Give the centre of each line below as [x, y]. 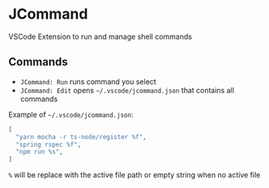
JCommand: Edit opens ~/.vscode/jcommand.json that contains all [127, 90]
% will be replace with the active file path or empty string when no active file [134, 175]
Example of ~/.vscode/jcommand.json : [71, 114]
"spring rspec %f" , [49, 144]
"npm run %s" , [39, 152]
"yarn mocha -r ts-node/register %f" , [81, 137]
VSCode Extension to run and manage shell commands [100, 36]
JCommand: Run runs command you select [88, 81]
